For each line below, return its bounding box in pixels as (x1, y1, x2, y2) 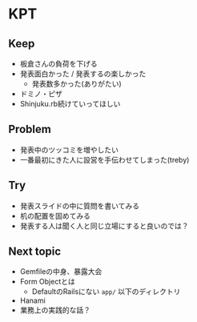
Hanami (19, 296, 46, 305)
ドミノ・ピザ (19, 89, 62, 99)
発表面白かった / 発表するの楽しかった (19, 69, 147, 78)
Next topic (8, 245, 62, 259)
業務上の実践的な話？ (19, 305, 90, 315)
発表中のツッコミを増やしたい (19, 145, 119, 155)
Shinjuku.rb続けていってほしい (19, 99, 121, 108)
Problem (8, 123, 52, 136)
